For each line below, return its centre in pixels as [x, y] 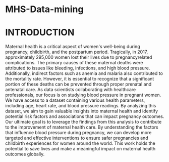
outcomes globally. [25, 154]
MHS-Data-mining [44, 9]
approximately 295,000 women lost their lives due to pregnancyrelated [79, 57]
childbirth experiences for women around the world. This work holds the [80, 143]
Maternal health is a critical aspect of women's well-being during [73, 47]
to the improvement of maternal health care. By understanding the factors [82, 127]
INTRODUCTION [40, 33]
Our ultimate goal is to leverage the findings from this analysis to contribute [83, 122]
